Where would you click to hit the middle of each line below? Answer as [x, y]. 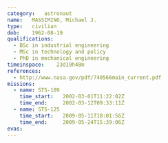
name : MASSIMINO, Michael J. [52, 20]
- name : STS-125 [36, 109]
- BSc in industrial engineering [61, 45]
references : [24, 71]
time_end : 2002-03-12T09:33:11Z [72, 103]
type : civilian [32, 26]
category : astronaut [40, 13]
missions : [21, 84]
